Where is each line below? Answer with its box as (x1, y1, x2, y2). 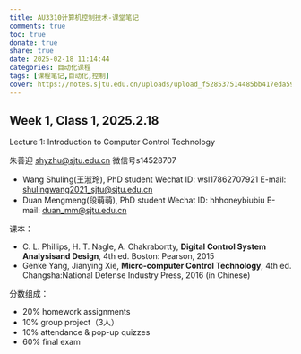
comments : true (9, 22, 66, 30)
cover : (9, 80, 34, 89)
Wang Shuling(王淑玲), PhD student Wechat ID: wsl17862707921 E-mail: (21, 174, 287, 185)
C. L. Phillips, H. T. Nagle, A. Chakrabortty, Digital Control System (21, 241, 267, 252)
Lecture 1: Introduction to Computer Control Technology (9, 136, 216, 148)
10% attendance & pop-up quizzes (21, 327, 150, 338)
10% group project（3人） (21, 317, 119, 328)
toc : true (9, 30, 47, 39)
